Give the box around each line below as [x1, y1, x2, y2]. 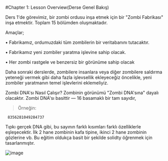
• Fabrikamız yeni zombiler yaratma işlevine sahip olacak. [5, 49, 127, 55]
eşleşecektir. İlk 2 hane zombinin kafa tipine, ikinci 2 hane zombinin [5, 129, 147, 135]
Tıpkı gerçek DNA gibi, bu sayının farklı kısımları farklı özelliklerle [5, 124, 141, 129]
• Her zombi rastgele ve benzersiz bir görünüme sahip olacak [5, 59, 135, 65]
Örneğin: [17, 105, 37, 111]
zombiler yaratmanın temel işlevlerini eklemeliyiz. [5, 80, 109, 86]
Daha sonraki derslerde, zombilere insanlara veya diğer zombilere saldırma [5, 69, 162, 75]
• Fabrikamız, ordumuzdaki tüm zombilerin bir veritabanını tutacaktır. [5, 39, 150, 45]
